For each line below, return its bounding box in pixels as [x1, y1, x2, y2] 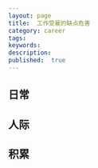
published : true [8, 57, 66, 65]
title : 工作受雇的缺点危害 [8, 19, 91, 27]
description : [8, 49, 52, 57]
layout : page [8, 11, 52, 20]
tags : [8, 34, 26, 42]
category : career [8, 26, 66, 34]
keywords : [8, 42, 41, 50]
